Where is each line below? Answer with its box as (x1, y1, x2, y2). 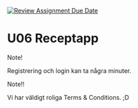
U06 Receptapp (7, 31, 99, 46)
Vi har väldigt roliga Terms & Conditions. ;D (7, 93, 130, 101)
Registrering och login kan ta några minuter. (7, 66, 132, 75)
